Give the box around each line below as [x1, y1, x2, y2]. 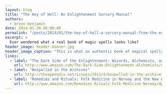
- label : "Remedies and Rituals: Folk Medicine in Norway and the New [9, 77, 159, 82]
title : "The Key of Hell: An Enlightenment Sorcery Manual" [5, 12, 133, 17]
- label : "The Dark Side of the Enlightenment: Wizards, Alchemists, [9, 58, 157, 63]
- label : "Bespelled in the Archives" [9, 68, 90, 73]
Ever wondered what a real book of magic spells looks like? [9, 40, 139, 45]
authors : [5, 16, 23, 21]
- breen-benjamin [9, 21, 46, 26]
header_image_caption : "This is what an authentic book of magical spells [5, 49, 164, 54]
